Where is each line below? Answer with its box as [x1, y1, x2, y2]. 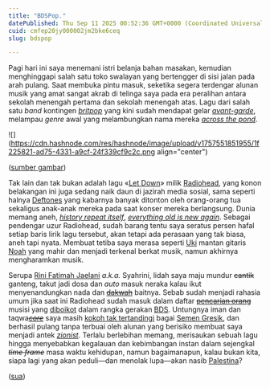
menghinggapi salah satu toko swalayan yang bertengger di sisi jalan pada [8, 71, 256, 81]
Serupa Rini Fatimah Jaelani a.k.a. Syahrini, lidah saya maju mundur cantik [8, 271, 255, 280]
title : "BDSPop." [8, 11, 67, 20]
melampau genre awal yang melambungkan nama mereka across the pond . [8, 114, 258, 125]
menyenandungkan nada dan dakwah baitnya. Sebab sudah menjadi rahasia [8, 288, 261, 297]
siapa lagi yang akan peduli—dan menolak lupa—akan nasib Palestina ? [8, 356, 243, 366]
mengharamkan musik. [8, 255, 84, 265]
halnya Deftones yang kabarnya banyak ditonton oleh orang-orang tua [8, 195, 241, 205]
